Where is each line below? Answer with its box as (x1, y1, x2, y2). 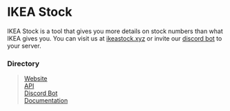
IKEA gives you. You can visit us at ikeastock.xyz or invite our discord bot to (7, 34, 222, 42)
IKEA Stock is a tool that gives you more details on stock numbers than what (7, 27, 224, 35)
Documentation (23, 97, 68, 105)
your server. (7, 41, 41, 50)
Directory (7, 59, 40, 68)
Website (23, 74, 48, 83)
